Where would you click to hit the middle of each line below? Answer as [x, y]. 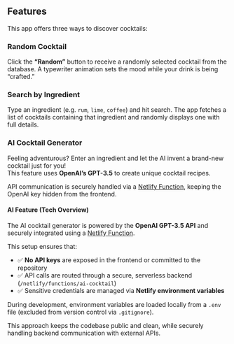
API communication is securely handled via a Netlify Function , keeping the [115, 186]
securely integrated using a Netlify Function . [71, 233]
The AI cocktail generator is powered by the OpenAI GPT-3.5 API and [108, 225]
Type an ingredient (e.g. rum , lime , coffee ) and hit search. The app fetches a [117, 110]
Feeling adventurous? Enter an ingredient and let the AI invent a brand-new [116, 158]
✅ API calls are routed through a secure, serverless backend [105, 275]
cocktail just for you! [37, 165]
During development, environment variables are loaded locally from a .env [114, 304]
